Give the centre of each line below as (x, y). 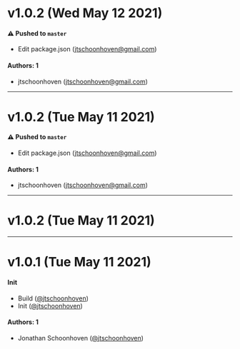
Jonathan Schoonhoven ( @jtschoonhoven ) (81, 338)
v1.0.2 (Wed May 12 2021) (85, 13)
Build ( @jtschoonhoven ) (53, 298)
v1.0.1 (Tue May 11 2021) (79, 262)
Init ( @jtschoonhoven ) (50, 305)
